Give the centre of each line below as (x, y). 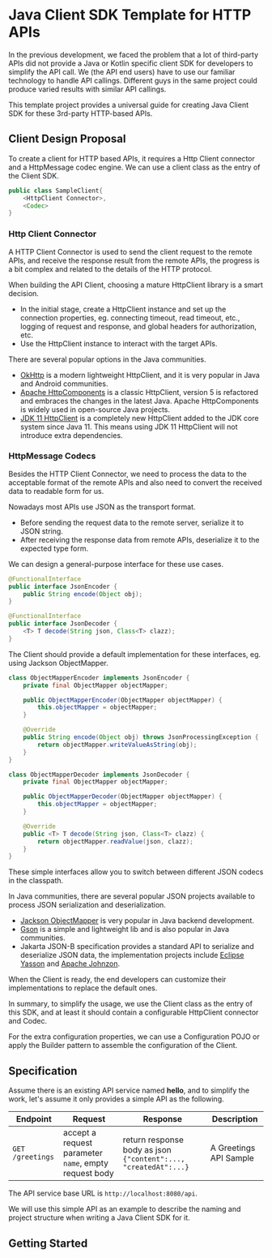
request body (89, 1174)
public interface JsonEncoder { (63, 586)
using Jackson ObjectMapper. (59, 663)
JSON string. (41, 531)
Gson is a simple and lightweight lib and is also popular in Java (124, 930)
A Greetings (233, 1148)
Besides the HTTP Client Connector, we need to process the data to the (127, 474)
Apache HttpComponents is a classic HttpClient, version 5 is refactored (139, 392)
